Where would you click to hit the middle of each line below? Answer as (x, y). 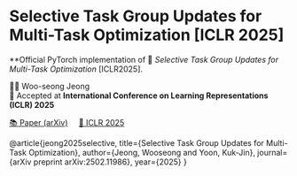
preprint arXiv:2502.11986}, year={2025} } (110, 162)
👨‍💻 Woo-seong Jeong (50, 86)
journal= (272, 152)
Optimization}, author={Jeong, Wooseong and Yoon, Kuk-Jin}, (141, 152)
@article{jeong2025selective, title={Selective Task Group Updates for (137, 142)
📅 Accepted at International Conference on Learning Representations (139, 96)
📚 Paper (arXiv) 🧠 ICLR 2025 (67, 122)
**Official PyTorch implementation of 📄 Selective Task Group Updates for (144, 59)
